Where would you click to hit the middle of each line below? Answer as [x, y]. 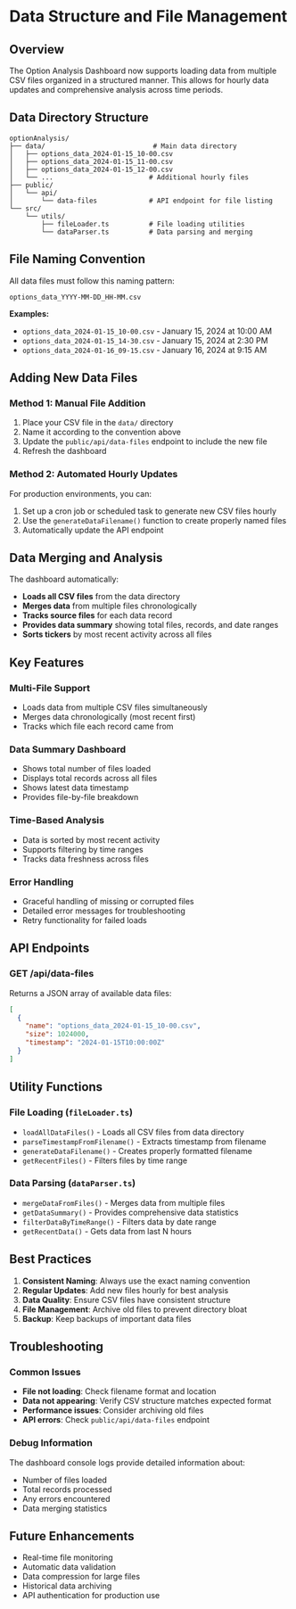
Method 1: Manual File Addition [78, 403]
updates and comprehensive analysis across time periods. [116, 90]
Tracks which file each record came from [98, 726]
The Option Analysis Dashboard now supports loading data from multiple [143, 70]
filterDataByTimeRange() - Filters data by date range [119, 1221]
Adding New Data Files [74, 378]
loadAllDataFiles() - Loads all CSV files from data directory [133, 1132]
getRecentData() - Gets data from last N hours [107, 1231]
